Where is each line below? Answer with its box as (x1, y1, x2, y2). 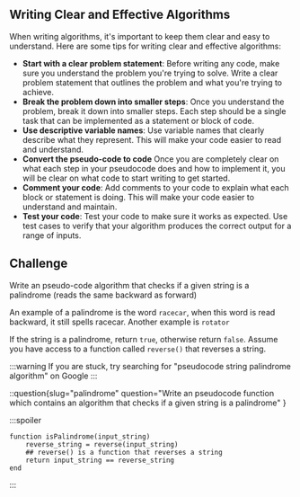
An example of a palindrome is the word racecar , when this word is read (9, 306, 276, 317)
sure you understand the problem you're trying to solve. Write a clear (22, 67, 278, 78)
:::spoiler (9, 414, 42, 425)
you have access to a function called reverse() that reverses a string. (9, 343, 267, 354)
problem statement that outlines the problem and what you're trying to (22, 76, 283, 88)
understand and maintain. (22, 201, 118, 212)
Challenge (9, 256, 68, 271)
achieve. (22, 86, 55, 97)
